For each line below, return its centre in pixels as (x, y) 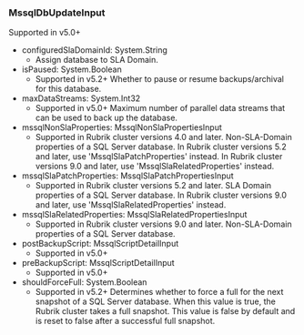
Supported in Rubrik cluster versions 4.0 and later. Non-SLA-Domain (163, 137)
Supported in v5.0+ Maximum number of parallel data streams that (160, 108)
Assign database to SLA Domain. (96, 60)
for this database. (68, 89)
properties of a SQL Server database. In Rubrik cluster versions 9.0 (161, 195)
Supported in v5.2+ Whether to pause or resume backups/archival (159, 79)
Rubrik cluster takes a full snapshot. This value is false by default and (165, 311)
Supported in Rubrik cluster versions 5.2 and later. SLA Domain (153, 186)
